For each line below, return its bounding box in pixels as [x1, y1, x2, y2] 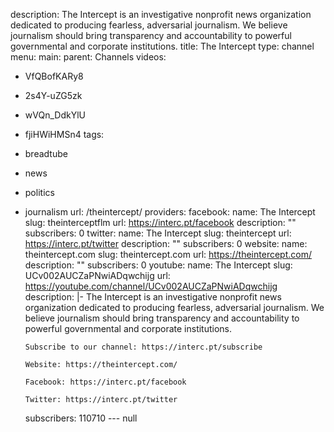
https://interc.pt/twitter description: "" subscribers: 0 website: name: [24, 238, 308, 249]
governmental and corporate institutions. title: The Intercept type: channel [10, 40, 315, 52]
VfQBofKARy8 [24, 70, 84, 82]
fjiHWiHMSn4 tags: [24, 129, 105, 140]
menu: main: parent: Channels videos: [10, 51, 167, 63]
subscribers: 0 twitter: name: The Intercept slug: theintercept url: [24, 227, 292, 239]
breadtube [24, 148, 68, 159]
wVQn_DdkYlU [24, 109, 86, 121]
